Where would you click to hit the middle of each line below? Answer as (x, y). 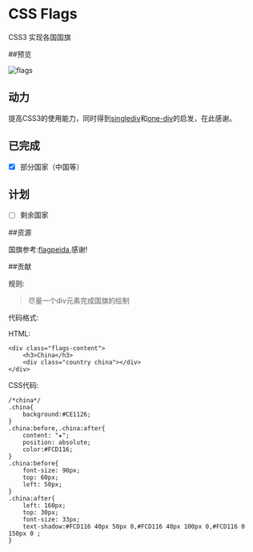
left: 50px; (42, 484)
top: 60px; (41, 477)
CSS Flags (43, 14)
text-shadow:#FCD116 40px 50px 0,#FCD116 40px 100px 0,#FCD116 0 (134, 526)
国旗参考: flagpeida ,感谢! (48, 249)
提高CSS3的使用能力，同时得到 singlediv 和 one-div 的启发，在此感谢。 (122, 118)
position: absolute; (57, 442)
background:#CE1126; (57, 414)
